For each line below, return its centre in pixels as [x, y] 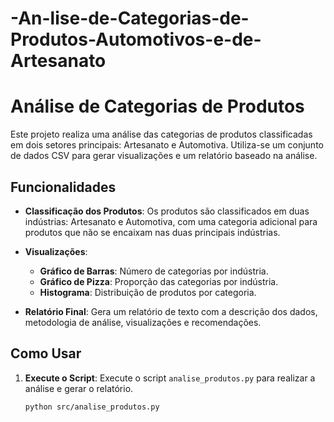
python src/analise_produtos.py [92, 407]
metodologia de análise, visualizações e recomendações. [143, 322]
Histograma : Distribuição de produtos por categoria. [148, 292]
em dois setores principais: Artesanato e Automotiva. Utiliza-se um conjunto [167, 145]
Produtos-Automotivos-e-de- [136, 39]
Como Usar [46, 353]
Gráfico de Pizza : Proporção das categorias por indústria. [159, 281]
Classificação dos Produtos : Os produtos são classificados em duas [167, 211]
